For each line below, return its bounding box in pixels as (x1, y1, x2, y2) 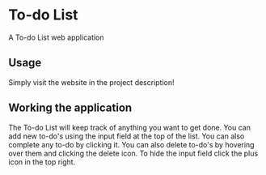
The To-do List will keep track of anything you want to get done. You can (8, 122, 251, 132)
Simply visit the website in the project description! (8, 77, 175, 87)
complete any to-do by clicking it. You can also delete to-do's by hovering (8, 139, 255, 149)
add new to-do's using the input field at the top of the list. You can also (8, 131, 245, 141)
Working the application (8, 101, 133, 115)
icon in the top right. (8, 156, 76, 167)
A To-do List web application (8, 32, 104, 42)
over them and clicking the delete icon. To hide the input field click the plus (8, 148, 259, 158)
